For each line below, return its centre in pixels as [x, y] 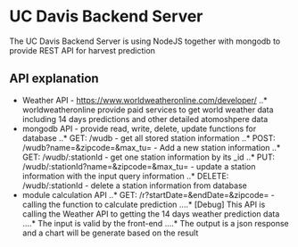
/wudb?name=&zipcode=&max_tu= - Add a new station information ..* [151, 147]
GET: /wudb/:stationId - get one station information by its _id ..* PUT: [148, 157]
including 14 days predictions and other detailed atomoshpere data [145, 119]
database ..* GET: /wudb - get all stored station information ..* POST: [149, 138]
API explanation [54, 79]
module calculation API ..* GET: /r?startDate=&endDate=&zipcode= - [148, 194]
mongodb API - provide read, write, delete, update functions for [139, 128]
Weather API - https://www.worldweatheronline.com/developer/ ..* [145, 100]
